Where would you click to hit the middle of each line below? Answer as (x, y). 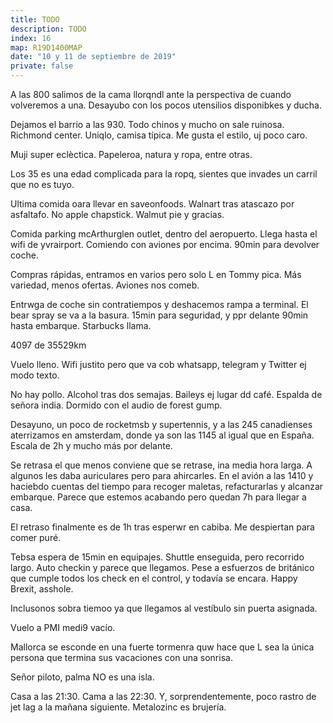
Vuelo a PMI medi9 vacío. (63, 627)
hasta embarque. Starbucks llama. (81, 325)
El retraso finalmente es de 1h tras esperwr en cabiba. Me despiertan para (162, 527)
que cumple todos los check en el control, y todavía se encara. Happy (154, 578)
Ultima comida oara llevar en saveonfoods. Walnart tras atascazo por (152, 204)
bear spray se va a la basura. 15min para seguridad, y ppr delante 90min (159, 315)
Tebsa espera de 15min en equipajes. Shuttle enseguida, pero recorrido (157, 557)
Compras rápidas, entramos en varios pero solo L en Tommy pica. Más (156, 274)
